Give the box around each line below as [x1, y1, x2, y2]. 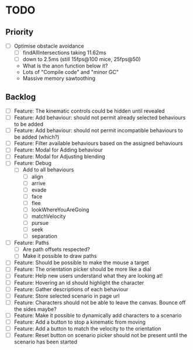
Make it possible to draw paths [22, 253, 97, 260]
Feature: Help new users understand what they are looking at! [13, 272, 163, 280]
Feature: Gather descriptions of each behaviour [13, 285, 129, 292]
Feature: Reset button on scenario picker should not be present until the [13, 331, 188, 338]
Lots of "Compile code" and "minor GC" [22, 69, 119, 76]
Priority [5, 27, 33, 37]
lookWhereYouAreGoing [31, 206, 89, 213]
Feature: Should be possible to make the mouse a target [13, 259, 149, 266]
